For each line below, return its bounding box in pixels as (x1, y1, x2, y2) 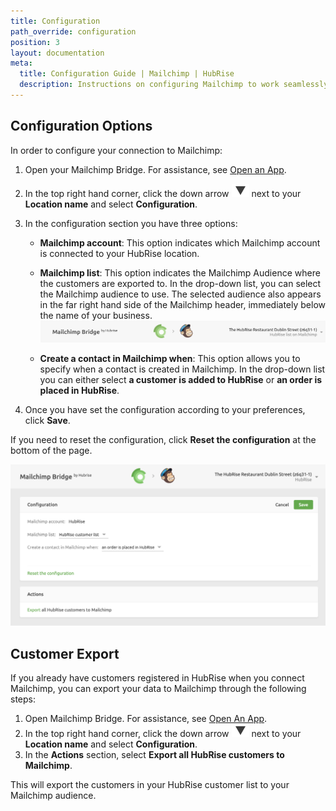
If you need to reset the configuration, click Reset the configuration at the (10, 433, 317, 445)
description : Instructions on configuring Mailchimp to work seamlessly (19, 80, 329, 90)
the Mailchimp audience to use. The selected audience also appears (39, 288, 322, 300)
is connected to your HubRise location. (39, 247, 200, 259)
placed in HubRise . (39, 384, 120, 396)
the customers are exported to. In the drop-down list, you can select (39, 277, 322, 289)
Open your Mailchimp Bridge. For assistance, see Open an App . (24, 163, 287, 175)
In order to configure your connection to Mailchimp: (10, 144, 223, 156)
